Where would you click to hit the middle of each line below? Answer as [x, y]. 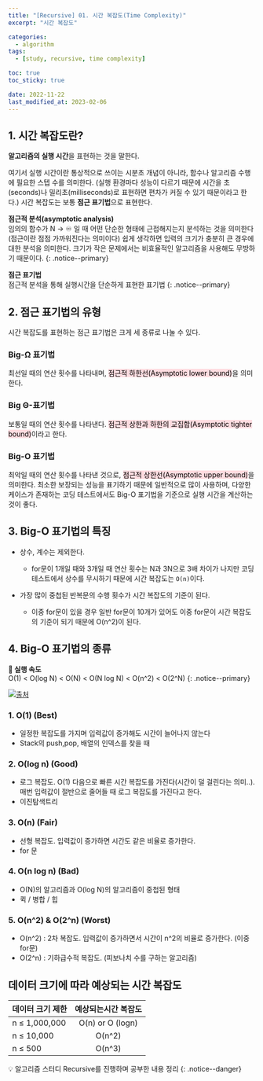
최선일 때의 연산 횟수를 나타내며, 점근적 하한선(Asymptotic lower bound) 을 [124, 373]
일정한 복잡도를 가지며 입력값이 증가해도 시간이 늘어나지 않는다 [115, 733]
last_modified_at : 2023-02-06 [58, 102]
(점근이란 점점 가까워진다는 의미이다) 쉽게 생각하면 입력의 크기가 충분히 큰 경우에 [131, 239]
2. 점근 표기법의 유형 [55, 312]
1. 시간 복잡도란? [46, 136]
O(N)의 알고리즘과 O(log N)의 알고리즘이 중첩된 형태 [100, 889]
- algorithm [35, 44]
